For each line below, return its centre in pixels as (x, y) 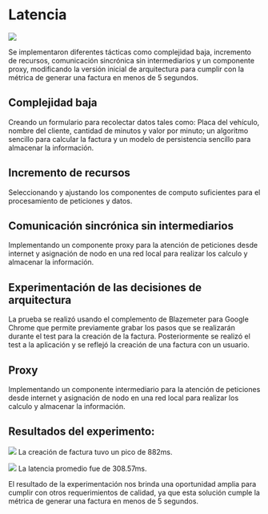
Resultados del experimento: (82, 432)
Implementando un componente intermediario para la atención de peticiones (134, 389)
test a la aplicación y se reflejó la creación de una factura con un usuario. (129, 345)
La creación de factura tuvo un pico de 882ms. (96, 451)
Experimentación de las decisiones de (105, 287)
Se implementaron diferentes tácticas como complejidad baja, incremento (130, 52)
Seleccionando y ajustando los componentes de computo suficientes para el (134, 192)
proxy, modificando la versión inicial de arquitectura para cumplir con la (126, 69)
